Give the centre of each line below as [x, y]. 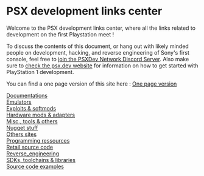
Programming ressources [38, 140]
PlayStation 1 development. [40, 72]
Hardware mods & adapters [40, 115]
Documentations [27, 95]
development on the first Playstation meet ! [60, 34]
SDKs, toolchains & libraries [41, 160]
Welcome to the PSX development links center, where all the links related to [101, 28]
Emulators [19, 102]
